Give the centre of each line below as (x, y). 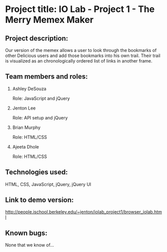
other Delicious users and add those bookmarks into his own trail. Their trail (83, 55)
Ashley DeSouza (29, 88)
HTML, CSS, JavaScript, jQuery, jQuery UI (48, 184)
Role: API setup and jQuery (40, 117)
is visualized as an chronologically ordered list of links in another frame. (79, 61)
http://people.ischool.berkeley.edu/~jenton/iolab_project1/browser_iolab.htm (83, 212)
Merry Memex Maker (49, 20)
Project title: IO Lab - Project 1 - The (80, 9)
